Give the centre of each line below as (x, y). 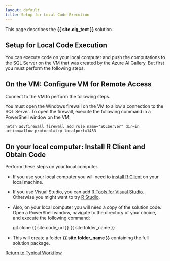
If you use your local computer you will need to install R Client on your (86, 177)
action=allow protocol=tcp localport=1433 (51, 131)
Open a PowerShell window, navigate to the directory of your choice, (84, 212)
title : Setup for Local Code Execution (47, 15)
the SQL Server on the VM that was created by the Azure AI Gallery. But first (85, 63)
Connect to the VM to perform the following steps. (58, 97)
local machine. (28, 182)
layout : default (22, 10)
